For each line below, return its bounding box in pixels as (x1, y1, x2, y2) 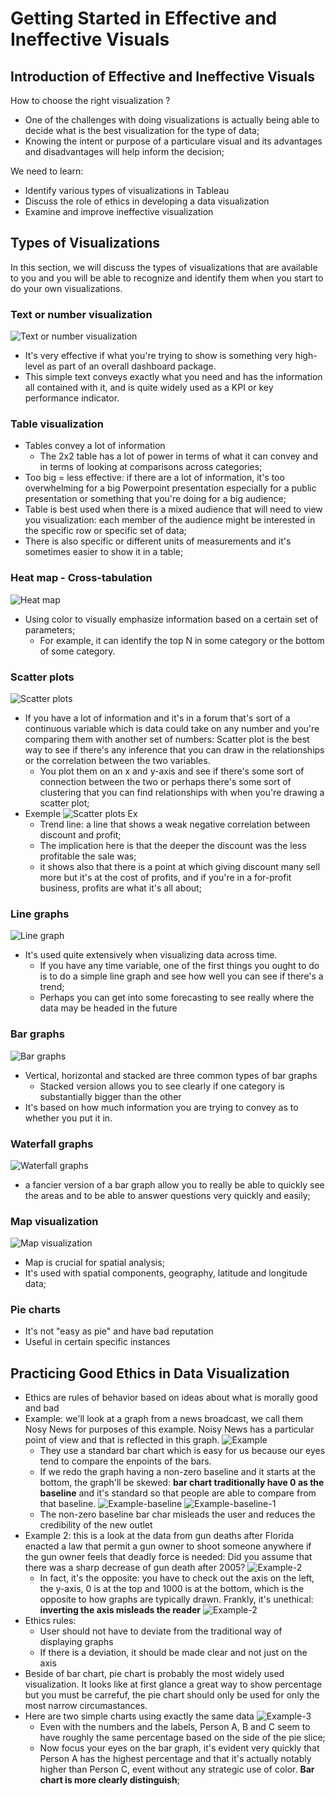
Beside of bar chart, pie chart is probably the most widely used (24, 1668, 285, 1680)
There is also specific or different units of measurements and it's (24, 535, 292, 547)
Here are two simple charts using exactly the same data (24, 1710, 255, 1722)
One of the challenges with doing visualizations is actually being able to (24, 114, 320, 126)
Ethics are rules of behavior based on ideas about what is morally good (24, 1392, 318, 1404)
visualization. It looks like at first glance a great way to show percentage (24, 1678, 323, 1691)
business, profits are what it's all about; (39, 882, 202, 894)
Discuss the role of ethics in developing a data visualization (24, 195, 270, 207)
